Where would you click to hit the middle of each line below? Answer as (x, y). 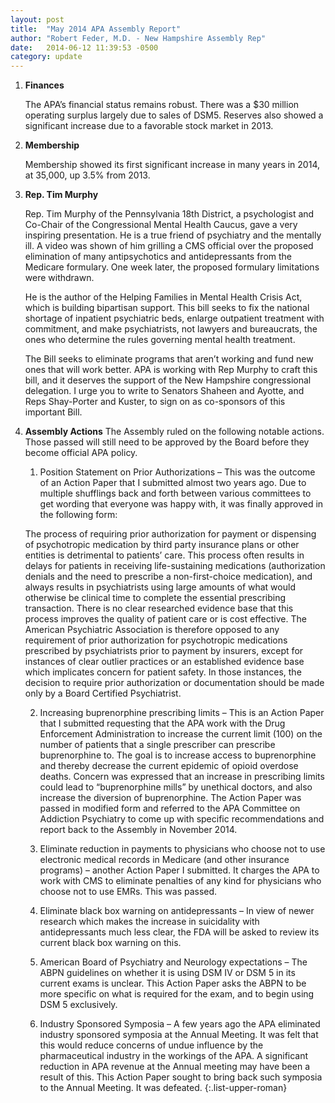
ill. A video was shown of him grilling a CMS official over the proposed (169, 246)
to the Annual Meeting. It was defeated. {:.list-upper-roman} (163, 1088)
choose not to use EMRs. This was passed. (128, 892)
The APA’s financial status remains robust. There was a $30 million (162, 105)
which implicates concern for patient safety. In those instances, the (163, 672)
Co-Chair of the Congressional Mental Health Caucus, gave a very (161, 225)
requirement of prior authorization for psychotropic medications (156, 640)
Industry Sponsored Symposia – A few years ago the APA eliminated (180, 1024)
